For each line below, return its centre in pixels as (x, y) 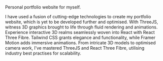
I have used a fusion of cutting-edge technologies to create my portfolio (78, 16)
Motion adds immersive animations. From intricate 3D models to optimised (81, 43)
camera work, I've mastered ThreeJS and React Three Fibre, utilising (75, 48)
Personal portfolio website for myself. (43, 7)
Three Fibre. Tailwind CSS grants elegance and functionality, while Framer (80, 37)
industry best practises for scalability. (43, 53)
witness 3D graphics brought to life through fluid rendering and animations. (81, 27)
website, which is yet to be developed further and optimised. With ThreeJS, (82, 22)
